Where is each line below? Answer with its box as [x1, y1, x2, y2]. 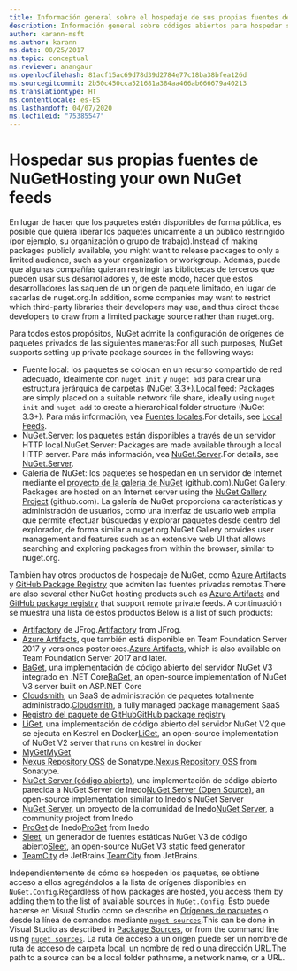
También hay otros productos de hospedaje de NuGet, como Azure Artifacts [9, 570, 286, 580]
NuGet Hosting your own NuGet [9, 169, 242, 189]
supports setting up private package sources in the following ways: [9, 347, 254, 358]
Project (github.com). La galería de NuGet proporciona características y [21, 496, 283, 507]
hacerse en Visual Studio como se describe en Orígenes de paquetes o [9, 905, 269, 916]
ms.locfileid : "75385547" [9, 112, 104, 120]
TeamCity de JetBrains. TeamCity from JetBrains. [21, 851, 201, 861]
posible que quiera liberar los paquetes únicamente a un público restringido [9, 227, 285, 237]
